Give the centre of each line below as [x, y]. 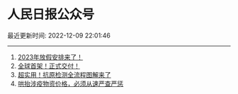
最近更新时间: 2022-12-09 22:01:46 [59, 35]
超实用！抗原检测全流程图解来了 [64, 74]
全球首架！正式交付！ [49, 66]
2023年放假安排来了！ [50, 57]
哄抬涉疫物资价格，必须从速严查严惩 [70, 83]
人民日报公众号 [51, 14]
